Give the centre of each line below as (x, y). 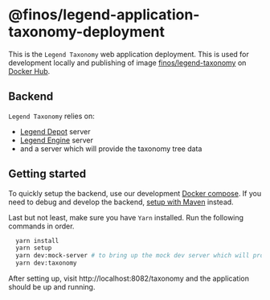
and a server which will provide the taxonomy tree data (111, 148)
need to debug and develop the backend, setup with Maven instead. (121, 202)
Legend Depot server (55, 131)
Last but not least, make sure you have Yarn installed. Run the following (126, 217)
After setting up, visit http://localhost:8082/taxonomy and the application (129, 278)
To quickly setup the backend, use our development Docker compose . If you (135, 193)
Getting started (47, 174)
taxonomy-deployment (87, 32)
